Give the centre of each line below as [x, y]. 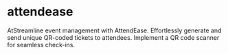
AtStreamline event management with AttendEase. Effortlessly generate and [114, 30]
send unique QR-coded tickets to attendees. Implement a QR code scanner [113, 37]
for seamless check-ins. [41, 45]
